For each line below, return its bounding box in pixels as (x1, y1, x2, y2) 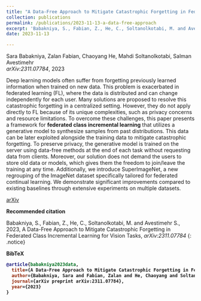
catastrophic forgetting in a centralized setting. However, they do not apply (6, 102, 191, 109)
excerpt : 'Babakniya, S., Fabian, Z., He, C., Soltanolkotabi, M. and (6, 25, 186, 32)
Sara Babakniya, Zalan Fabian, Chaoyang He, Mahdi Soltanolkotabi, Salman (6, 53, 192, 60)
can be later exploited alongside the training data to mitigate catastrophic (6, 134, 187, 141)
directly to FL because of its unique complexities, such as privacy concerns (6, 109, 193, 116)
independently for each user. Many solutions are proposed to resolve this (6, 96, 187, 103)
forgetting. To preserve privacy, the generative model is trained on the (6, 140, 179, 148)
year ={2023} (11, 284, 42, 290)
